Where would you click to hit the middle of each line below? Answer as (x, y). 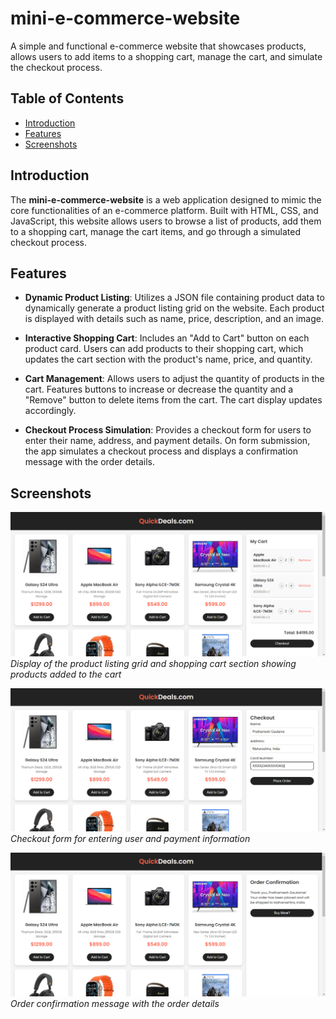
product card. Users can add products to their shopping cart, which (164, 349)
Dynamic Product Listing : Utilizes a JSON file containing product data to (174, 298)
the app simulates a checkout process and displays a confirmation (161, 451)
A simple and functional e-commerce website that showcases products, (158, 46)
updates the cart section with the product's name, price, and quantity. (168, 359)
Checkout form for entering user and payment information (130, 839)
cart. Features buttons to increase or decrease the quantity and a (159, 389)
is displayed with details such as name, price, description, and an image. (174, 319)
